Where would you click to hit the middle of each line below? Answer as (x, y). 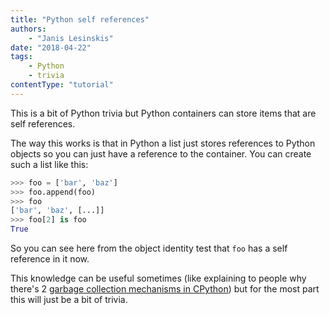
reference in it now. (50, 259)
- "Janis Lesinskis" (71, 38)
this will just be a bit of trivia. (69, 299)
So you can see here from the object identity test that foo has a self (149, 248)
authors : (28, 29)
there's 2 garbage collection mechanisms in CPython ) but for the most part (165, 289)
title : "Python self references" (80, 19)
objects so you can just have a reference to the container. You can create (161, 153)
